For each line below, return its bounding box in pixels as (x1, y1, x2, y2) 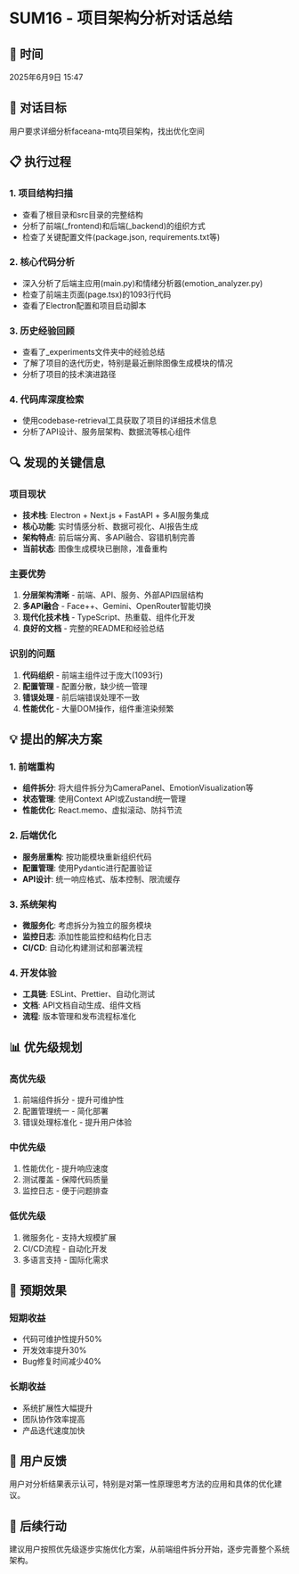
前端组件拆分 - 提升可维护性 (21, 1094, 125, 1105)
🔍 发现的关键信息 (9, 455, 106, 470)
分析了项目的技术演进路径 (21, 369, 117, 380)
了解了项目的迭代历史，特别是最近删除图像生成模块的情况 (21, 358, 233, 368)
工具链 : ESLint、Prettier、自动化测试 (21, 989, 156, 1000)
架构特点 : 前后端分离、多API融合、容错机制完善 (21, 532, 196, 543)
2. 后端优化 (9, 829, 57, 842)
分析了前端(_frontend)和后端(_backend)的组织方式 (21, 220, 206, 231)
